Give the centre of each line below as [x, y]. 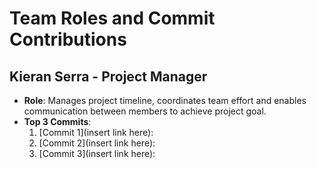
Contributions [68, 39]
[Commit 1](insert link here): [96, 132]
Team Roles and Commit [112, 18]
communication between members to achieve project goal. [145, 111]
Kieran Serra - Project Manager [108, 76]
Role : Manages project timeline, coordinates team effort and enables [165, 100]
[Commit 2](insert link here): [97, 143]
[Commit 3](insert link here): [97, 153]
